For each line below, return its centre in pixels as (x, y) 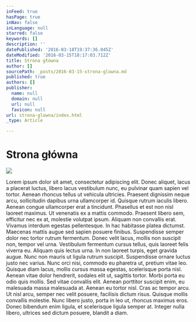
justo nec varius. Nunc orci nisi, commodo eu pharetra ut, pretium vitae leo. (97, 263)
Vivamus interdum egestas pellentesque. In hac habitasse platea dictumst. (96, 226)
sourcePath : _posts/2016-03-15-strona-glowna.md (66, 72)
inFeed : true (22, 11)
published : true (26, 77)
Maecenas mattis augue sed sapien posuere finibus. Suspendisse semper (95, 232)
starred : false (25, 33)
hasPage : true (23, 17)
